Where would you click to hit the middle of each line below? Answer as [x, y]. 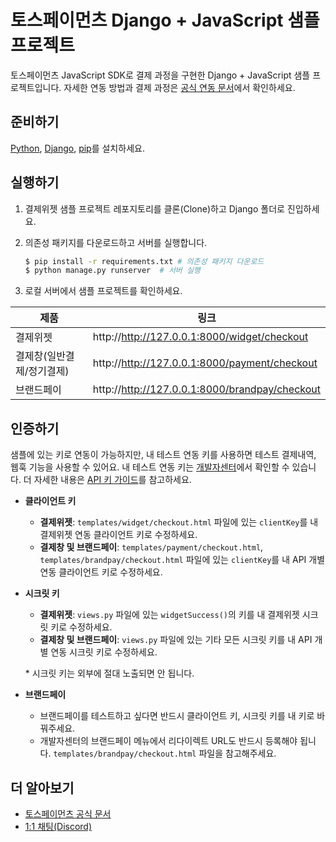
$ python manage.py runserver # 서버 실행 [112, 271]
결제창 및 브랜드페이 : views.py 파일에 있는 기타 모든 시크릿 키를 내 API [176, 640]
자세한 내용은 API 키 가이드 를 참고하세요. [112, 480]
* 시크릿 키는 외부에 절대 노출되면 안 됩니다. [109, 673]
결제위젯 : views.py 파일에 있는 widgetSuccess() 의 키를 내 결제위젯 [169, 615]
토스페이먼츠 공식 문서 [68, 813]
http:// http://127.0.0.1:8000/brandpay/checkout [206, 389]
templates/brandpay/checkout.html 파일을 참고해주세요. [165, 753]
